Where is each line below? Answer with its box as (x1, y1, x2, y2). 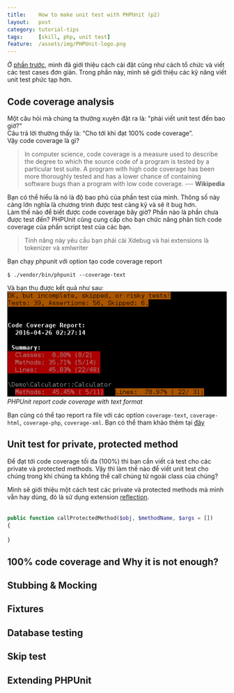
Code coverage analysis (7, 96, 115, 107)
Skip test (7, 650, 47, 662)
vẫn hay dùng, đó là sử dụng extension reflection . (7, 492, 150, 501)
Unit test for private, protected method (7, 439, 179, 450)
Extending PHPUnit (7, 674, 92, 686)
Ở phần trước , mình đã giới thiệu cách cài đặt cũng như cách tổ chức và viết (7, 61, 225, 69)
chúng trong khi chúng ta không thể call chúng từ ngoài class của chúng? (7, 471, 218, 480)
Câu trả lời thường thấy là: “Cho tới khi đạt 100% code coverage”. (7, 129, 194, 137)
